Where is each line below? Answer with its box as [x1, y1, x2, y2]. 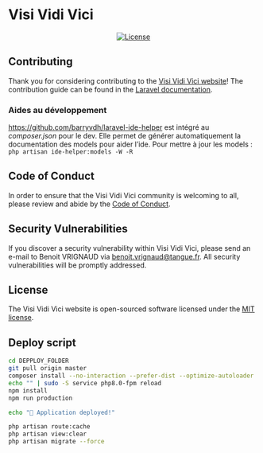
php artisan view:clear [8, 430, 87, 439]
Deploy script [8, 336, 77, 350]
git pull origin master [8, 365, 87, 373]
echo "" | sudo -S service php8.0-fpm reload [8, 379, 161, 387]
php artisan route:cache [8, 423, 91, 431]
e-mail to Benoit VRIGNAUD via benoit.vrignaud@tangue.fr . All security [8, 252, 241, 261]
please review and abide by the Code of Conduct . [8, 199, 171, 209]
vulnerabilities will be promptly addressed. [8, 260, 147, 270]
